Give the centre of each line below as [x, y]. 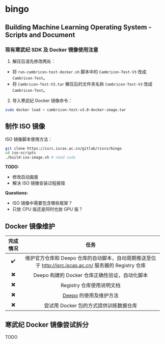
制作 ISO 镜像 [25, 126]
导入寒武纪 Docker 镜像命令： [42, 100]
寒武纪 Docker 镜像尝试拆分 [47, 325]
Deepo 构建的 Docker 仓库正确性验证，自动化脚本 [91, 275]
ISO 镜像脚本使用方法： [29, 139]
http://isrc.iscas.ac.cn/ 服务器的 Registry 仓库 [94, 265]
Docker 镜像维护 [30, 226]
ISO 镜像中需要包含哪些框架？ [42, 203]
